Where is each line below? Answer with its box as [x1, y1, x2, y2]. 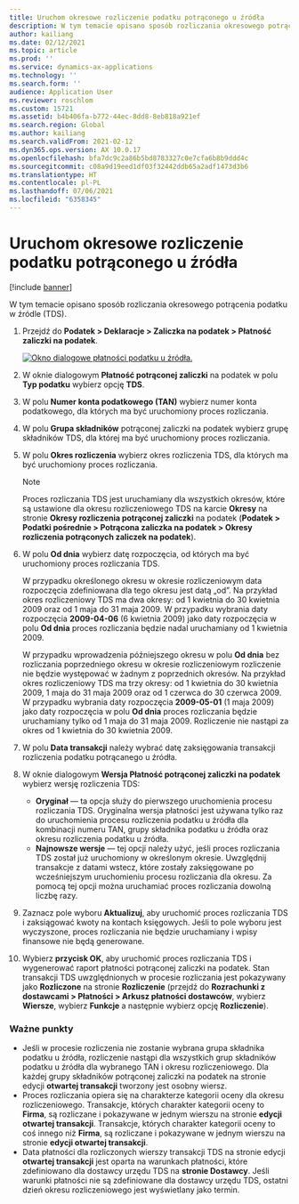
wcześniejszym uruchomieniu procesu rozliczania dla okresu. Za [35, 871, 272, 882]
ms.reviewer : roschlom [9, 95, 93, 105]
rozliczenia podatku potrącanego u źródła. [21, 751, 178, 762]
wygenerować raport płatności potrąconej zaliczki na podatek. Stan [21, 962, 270, 973]
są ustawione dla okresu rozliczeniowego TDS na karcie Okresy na [21, 503, 268, 513]
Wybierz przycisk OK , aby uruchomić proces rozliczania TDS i [21, 953, 252, 964]
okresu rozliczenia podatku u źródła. [35, 833, 169, 844]
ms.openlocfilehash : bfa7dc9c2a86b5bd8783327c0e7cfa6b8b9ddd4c [9, 153, 249, 163]
